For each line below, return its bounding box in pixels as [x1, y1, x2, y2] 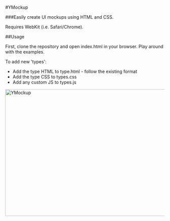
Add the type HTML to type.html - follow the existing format [12, 68, 138, 74]
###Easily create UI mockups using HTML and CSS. [5, 14, 114, 20]
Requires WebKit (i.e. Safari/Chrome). [5, 24, 83, 30]
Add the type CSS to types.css [12, 74, 77, 80]
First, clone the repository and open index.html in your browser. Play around [5, 43, 163, 50]
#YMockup [5, 5, 28, 10]
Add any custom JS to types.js [12, 79, 77, 85]
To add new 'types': [5, 59, 47, 65]
